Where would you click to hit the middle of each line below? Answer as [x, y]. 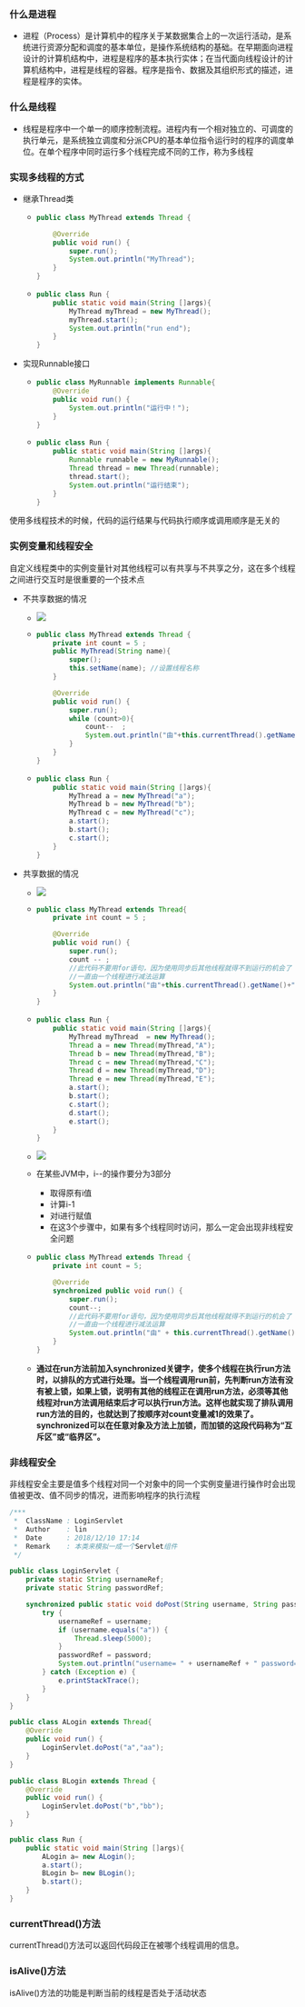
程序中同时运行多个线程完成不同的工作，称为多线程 [158, 151]
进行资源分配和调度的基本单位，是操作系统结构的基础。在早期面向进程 [162, 47]
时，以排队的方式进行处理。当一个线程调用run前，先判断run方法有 [161, 1380]
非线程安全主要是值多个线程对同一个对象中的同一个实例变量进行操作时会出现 [152, 1484]
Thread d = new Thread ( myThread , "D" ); [142, 1071]
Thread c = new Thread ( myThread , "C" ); [142, 1062]
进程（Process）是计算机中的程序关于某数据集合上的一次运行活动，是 [153, 36]
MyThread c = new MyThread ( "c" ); [132, 813]
